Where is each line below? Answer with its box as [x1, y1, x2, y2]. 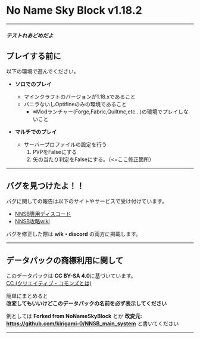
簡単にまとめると [6, 292, 48, 299]
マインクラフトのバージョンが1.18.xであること [23, 93, 136, 100]
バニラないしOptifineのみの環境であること [23, 101, 127, 108]
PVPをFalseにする [32, 149, 77, 156]
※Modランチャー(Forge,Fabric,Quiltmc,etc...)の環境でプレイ [32, 108, 179, 115]
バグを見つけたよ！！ [6, 180, 85, 191]
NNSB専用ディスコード [14, 210, 71, 218]
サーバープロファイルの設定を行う [23, 141, 107, 148]
